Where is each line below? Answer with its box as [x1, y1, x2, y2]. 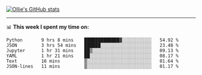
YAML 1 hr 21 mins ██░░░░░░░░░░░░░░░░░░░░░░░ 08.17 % [6, 53, 179, 59]
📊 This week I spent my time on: [6, 23, 89, 30]
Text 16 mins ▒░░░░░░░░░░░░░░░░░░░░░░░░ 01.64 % [6, 58, 179, 64]
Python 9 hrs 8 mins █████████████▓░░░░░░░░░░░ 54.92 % [6, 37, 179, 43]
